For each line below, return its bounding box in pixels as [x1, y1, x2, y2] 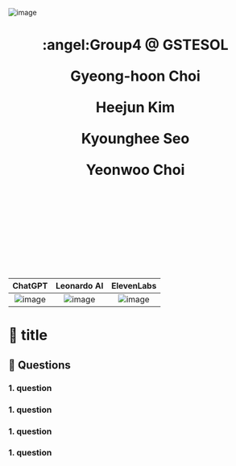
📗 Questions [8, 358, 71, 372]
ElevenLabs [111, 281, 157, 292]
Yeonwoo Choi [85, 161, 185, 179]
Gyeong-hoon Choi [69, 67, 201, 85]
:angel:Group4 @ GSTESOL [42, 36, 229, 54]
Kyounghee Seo [81, 130, 190, 148]
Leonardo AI [56, 281, 104, 292]
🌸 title [8, 327, 48, 344]
